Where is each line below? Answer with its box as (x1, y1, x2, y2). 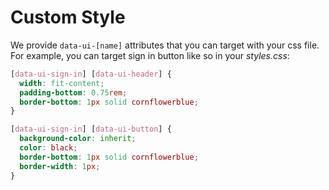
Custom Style (10, 6, 126, 29)
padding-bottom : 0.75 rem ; (19, 87, 128, 98)
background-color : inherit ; (19, 134, 137, 144)
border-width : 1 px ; (19, 161, 101, 171)
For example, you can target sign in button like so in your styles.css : (10, 49, 290, 61)
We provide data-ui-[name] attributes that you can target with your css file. (10, 39, 320, 51)
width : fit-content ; (19, 78, 105, 88)
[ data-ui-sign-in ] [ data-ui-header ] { (10, 69, 172, 79)
